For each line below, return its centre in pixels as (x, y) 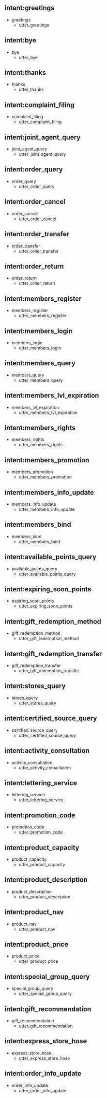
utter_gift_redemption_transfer (49, 671)
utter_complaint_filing (40, 122)
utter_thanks (31, 89)
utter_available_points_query (47, 574)
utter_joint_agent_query (42, 154)
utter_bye (28, 57)
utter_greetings (34, 25)
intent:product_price (37, 944)
